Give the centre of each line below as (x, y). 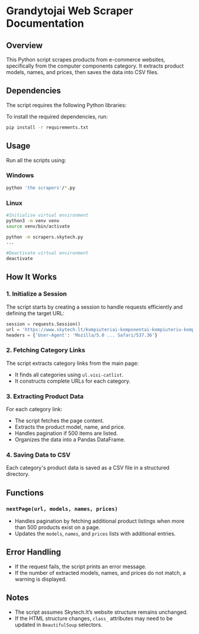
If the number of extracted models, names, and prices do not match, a (100, 572)
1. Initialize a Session (36, 294)
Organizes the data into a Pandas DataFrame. (70, 439)
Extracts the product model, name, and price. (70, 427)
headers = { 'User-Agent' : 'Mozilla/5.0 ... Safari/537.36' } (82, 335)
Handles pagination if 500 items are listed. (66, 433)
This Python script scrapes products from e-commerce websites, (86, 60)
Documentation (45, 23)
